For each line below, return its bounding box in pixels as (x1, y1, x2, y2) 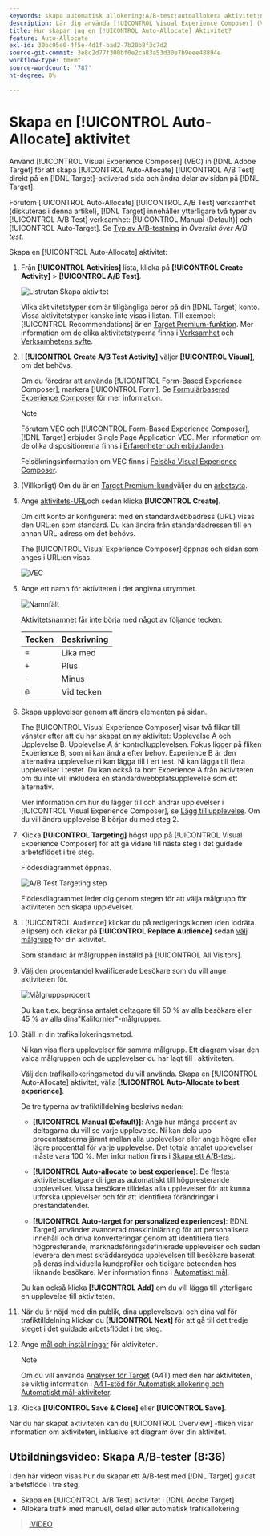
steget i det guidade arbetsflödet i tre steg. (20, 1324, 163, 1333)
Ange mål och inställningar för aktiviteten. (20, 1339, 159, 1349)
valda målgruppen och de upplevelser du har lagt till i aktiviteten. (20, 1053, 235, 1062)
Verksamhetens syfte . (20, 336, 94, 345)
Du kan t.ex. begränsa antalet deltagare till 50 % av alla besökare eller (20, 1005, 252, 1014)
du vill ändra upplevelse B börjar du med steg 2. (20, 814, 179, 824)
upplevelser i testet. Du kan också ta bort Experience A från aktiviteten (20, 764, 255, 774)
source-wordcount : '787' (9, 64, 92, 72)
